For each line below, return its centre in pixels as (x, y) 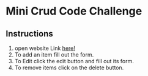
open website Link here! (45, 48)
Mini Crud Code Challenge (74, 11)
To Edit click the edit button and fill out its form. (74, 61)
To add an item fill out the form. (54, 55)
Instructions (29, 34)
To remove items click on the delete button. (69, 67)
